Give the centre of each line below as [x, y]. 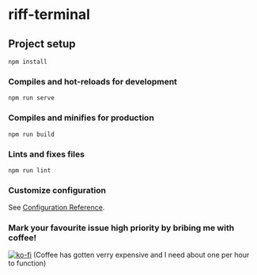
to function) [27, 263]
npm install [28, 62]
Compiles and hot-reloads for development [93, 81]
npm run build [32, 134]
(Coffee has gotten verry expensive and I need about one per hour [141, 255]
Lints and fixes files [47, 154]
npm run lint [30, 170]
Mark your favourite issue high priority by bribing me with [121, 228]
